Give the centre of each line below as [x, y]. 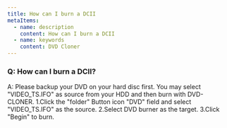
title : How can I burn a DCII [52, 14]
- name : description [44, 27]
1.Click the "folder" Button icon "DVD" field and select [114, 102]
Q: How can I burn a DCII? [52, 71]
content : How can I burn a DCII [67, 34]
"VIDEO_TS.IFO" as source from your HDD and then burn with [97, 94]
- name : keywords [39, 40]
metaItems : [23, 21]
